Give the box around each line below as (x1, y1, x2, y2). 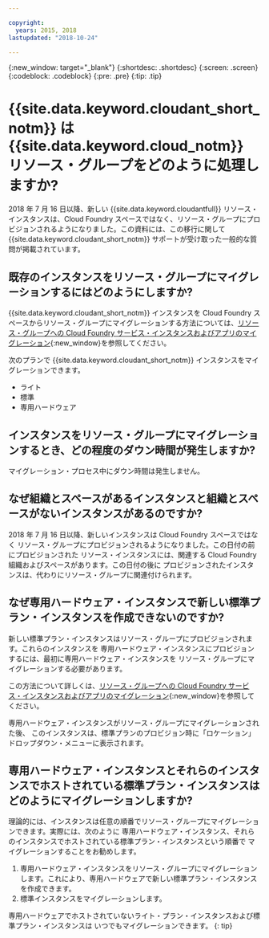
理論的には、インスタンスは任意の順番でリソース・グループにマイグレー (8, 817, 246, 826)
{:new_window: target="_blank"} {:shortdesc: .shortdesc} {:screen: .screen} (8, 63, 259, 72)
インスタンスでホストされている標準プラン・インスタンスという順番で (14, 837, 247, 846)
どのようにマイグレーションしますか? (8, 793, 193, 807)
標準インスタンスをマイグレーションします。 (19, 894, 167, 903)
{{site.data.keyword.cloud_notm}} (8, 137, 244, 155)
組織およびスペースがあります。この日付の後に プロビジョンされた (8, 560, 227, 569)
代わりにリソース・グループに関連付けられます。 (35, 569, 196, 579)
